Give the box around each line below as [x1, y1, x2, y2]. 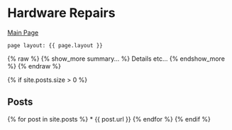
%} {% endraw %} [7, 61, 62, 70]
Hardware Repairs [7, 5, 116, 21]
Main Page [7, 28, 39, 37]
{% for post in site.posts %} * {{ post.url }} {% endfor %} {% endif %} [7, 114, 211, 123]
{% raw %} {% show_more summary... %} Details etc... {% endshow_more [7, 54, 226, 63]
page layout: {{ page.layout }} [7, 42, 103, 49]
